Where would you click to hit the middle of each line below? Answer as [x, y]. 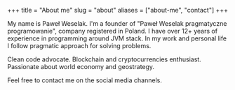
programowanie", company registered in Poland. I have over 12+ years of [113, 31]
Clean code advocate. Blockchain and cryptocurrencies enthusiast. [104, 59]
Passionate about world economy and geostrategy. [81, 67]
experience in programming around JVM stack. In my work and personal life [117, 38]
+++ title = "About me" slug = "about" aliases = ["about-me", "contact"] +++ [117, 10]
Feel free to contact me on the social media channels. [85, 80]
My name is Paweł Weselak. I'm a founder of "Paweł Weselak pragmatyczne [117, 23]
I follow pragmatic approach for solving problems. [79, 46]
